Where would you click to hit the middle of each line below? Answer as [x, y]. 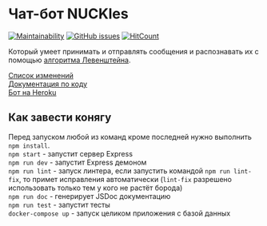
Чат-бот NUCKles [69, 14]
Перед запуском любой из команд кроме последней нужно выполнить [130, 137]
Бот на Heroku [32, 92]
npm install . [29, 145]
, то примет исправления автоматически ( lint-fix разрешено [125, 179]
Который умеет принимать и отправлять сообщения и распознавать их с [134, 51]
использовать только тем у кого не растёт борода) [96, 188]
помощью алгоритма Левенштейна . [70, 60]
